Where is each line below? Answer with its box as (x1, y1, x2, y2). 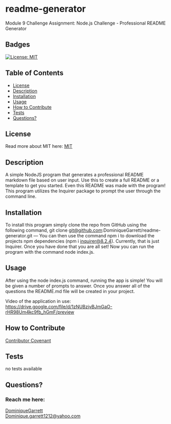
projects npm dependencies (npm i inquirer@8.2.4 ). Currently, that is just (5, 238, 160, 244)
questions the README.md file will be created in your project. (5, 288, 135, 294)
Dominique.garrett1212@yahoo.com (5, 413, 81, 419)
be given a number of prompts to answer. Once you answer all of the (5, 282, 150, 289)
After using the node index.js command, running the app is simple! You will (5, 277, 163, 283)
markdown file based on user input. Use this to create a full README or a (5, 177, 160, 183)
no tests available (5, 366, 42, 372)
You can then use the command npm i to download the (39, 233, 155, 238)
